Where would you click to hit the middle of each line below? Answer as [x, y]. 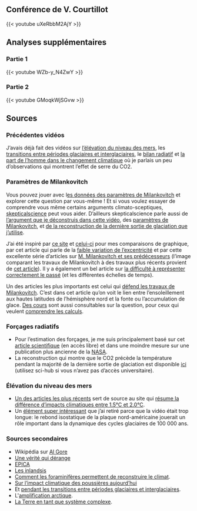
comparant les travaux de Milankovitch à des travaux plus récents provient [96, 262]
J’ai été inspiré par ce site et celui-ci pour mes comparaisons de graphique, [98, 243]
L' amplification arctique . [44, 495]
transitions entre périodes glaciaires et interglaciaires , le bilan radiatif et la [96, 154]
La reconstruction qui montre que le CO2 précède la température [93, 358]
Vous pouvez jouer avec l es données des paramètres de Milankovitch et [93, 195]
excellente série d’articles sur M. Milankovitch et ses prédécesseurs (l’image [98, 256]
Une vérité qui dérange [42, 457]
